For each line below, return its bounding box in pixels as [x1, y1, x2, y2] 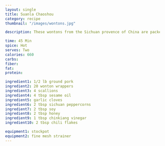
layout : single [5, 7, 36, 12]
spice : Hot [5, 43, 27, 48]
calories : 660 [5, 52, 34, 57]
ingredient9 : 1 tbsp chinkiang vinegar [5, 116, 87, 121]
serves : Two [5, 48, 29, 52]
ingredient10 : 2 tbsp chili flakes [5, 121, 78, 125]
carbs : [5, 57, 19, 62]
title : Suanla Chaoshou [5, 12, 54, 17]
